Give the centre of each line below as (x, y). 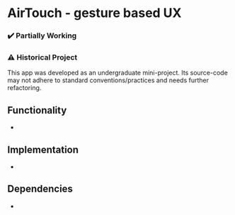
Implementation (43, 149)
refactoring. (24, 88)
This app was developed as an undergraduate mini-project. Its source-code (117, 73)
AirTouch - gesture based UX (94, 13)
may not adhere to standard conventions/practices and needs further (108, 80)
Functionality (37, 110)
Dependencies (40, 189)
